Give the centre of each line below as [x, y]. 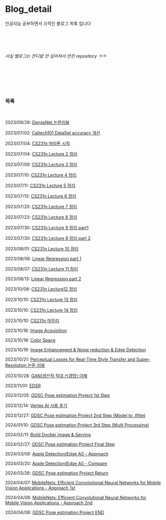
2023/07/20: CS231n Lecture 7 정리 [41, 207]
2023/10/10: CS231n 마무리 [32, 321]
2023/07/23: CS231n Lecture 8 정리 [41, 217]
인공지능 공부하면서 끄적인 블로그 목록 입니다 [48, 23]
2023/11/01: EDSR [23, 386]
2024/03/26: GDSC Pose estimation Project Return [57, 473]
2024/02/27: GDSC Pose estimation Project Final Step [60, 444]
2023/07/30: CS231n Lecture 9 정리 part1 [47, 228]
